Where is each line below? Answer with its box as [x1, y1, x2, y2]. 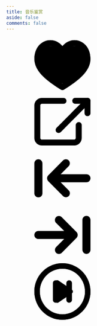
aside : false [6, 14, 39, 21]
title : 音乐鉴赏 [6, 8, 43, 15]
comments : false [6, 20, 47, 26]
